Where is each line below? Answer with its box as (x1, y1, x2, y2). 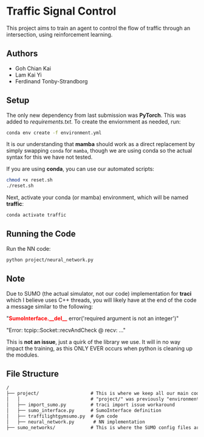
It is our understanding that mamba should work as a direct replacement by (6, 141, 195, 148)
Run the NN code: (6, 245, 51, 252)
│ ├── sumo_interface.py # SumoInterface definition (6, 407, 162, 413)
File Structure (6, 368, 59, 379)
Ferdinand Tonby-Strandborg (15, 77, 88, 85)
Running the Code (6, 229, 76, 239)
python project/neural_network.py (6, 257, 94, 263)
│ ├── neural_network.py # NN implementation (6, 419, 146, 425)
